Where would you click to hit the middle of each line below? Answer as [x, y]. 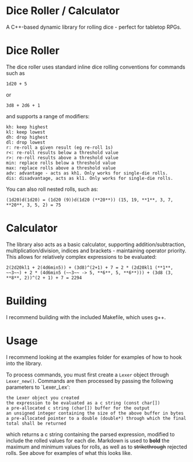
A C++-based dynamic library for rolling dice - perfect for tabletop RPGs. [94, 27]
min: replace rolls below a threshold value [61, 163]
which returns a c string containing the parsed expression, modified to [90, 434]
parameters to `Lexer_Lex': [38, 387]
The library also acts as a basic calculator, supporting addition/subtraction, [96, 244]
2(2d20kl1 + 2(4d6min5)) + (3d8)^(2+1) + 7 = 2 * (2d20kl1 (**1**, [90, 268]
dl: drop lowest [26, 142]
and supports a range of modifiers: [48, 116]
